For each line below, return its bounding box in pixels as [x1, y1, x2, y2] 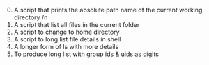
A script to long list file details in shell [13, 35, 121, 44]
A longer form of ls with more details [13, 43, 119, 50]
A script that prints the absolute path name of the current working [13, 6, 203, 14]
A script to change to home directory [13, 28, 120, 36]
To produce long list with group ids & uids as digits [13, 50, 159, 58]
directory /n [13, 13, 48, 21]
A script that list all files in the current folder [13, 21, 140, 28]
